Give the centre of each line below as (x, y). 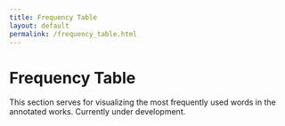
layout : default (39, 26)
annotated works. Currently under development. (98, 112)
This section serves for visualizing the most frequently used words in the (142, 102)
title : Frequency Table (53, 17)
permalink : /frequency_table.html (73, 34)
